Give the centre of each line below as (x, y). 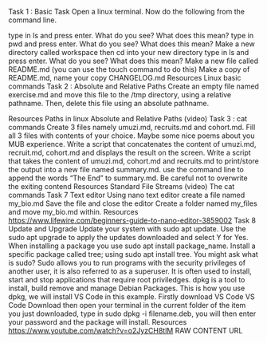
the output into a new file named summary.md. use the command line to (126, 170)
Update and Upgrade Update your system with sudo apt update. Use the (127, 229)
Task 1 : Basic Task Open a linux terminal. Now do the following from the (127, 12)
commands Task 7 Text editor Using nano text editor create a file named (127, 195)
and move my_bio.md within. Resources (73, 212)
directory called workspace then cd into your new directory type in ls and (129, 52)
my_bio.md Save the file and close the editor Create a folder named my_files (133, 203)
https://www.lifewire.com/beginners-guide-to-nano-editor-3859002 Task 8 (132, 220)
